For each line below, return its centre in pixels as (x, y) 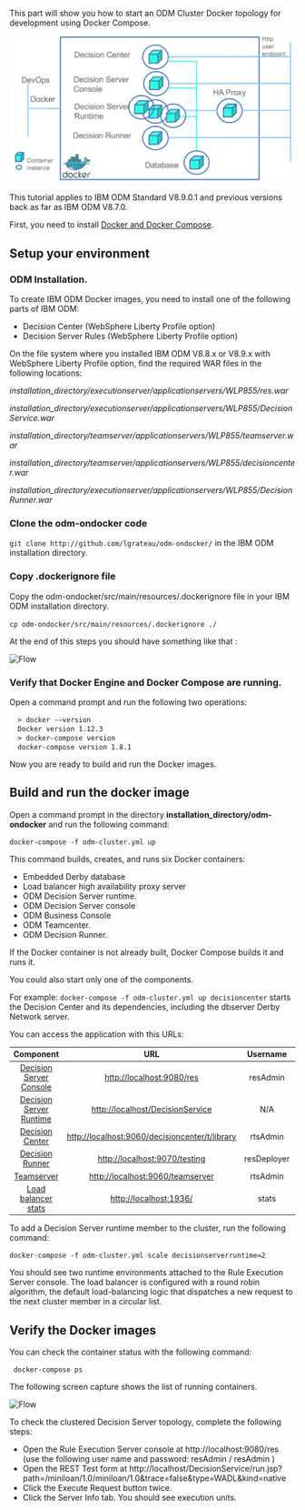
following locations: (46, 373)
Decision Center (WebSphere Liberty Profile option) (119, 327)
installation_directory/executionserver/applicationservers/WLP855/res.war (149, 391)
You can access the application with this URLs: (97, 1034)
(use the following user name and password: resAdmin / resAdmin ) (148, 1459)
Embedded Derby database (74, 876)
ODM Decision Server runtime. (80, 896)
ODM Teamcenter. (57, 925)
